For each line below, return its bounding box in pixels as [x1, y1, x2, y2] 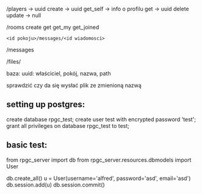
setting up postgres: [6, 99, 85, 110]
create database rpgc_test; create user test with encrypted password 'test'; [6, 116, 197, 123]
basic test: [6, 140, 48, 151]
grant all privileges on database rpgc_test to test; [6, 122, 130, 129]
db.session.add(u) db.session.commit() [6, 181, 105, 188]
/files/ [6, 58, 21, 65]
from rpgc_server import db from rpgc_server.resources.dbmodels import [6, 156, 192, 163]
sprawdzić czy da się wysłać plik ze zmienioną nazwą [6, 82, 142, 89]
